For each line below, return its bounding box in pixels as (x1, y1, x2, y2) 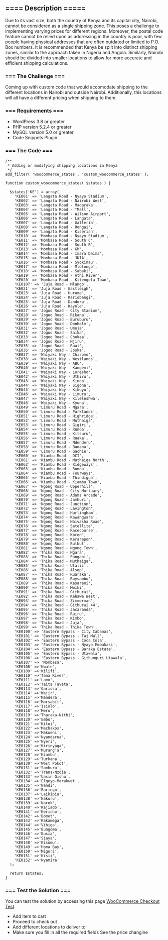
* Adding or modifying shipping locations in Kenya (7, 163, 118, 168)
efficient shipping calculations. (5, 60, 69, 66)
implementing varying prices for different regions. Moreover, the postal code (5, 28, 163, 34)
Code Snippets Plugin (12, 135, 58, 141)
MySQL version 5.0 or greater (12, 129, 74, 135)
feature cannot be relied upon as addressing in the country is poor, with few (5, 33, 162, 39)
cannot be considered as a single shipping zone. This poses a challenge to (5, 23, 159, 29)
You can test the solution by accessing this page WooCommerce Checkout (5, 898, 160, 904)
